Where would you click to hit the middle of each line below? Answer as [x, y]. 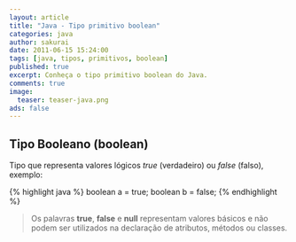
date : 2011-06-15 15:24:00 [59, 51]
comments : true [37, 83]
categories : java [41, 34]
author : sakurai [39, 42]
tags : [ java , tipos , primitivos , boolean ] [89, 59]
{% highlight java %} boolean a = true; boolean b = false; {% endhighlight [143, 192]
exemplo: [26, 175]
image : [21, 91]
